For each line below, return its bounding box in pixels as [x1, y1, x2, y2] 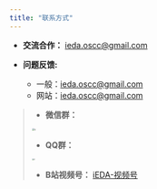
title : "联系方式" [9, 13, 74, 23]
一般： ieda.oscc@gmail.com [35, 79, 143, 89]
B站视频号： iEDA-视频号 [44, 169, 138, 180]
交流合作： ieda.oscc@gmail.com [22, 39, 148, 50]
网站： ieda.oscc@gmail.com [35, 89, 143, 100]
